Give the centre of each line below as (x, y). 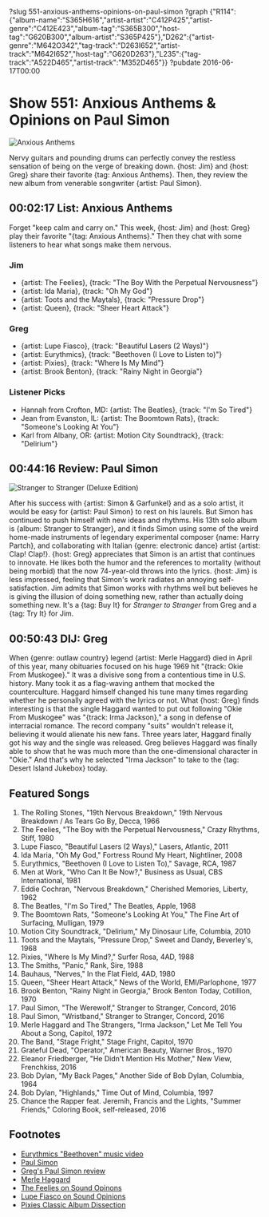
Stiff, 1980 (37, 838)
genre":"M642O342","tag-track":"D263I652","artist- (95, 46)
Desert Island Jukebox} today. (59, 768)
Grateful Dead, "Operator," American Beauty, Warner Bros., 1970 (126, 1050)
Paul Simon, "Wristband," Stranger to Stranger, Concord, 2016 (123, 1017)
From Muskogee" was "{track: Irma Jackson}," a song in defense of (120, 717)
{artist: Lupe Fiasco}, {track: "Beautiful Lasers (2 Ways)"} (115, 346)
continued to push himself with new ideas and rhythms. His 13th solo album (133, 520)
